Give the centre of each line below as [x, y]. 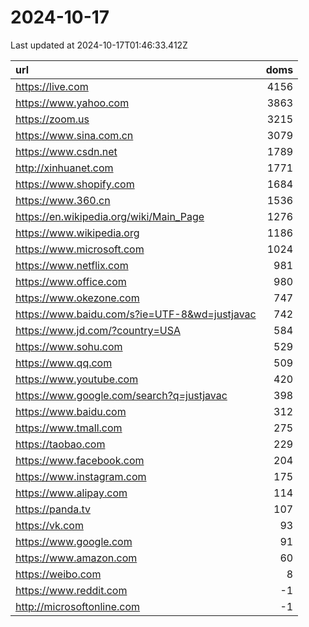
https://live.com [52, 86]
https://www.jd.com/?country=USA [98, 330]
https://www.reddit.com [71, 590]
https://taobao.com [60, 444]
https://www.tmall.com [69, 428]
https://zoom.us [52, 119]
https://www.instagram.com [81, 476]
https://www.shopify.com [75, 184]
